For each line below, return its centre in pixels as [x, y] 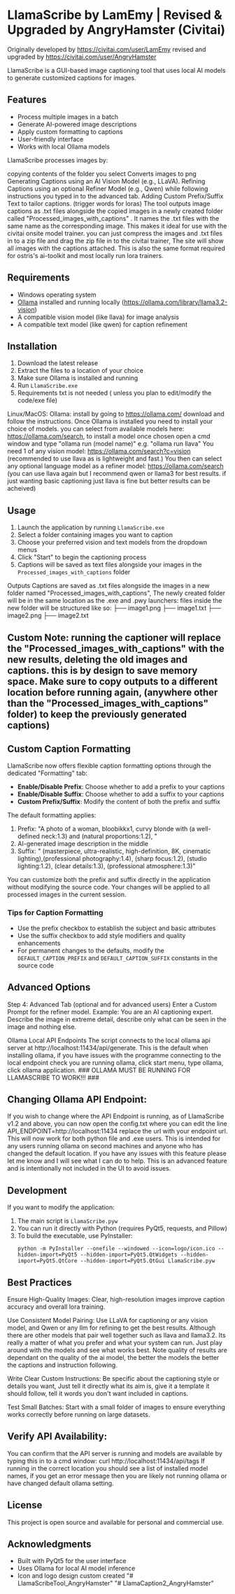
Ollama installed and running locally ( [71, 302]
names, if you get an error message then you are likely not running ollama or [117, 1476]
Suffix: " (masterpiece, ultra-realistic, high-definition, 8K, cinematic [114, 851]
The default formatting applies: [52, 815]
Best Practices [40, 1282]
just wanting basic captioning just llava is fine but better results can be [109, 481]
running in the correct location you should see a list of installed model [108, 1468]
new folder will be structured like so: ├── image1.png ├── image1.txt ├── [114, 608]
